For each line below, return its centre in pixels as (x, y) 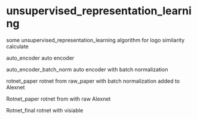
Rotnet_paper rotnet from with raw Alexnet (59, 99)
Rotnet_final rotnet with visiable (45, 110)
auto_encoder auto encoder (40, 58)
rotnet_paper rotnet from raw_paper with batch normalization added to (93, 81)
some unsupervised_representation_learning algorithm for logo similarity (96, 40)
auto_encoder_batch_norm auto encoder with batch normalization (87, 69)
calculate (17, 46)
